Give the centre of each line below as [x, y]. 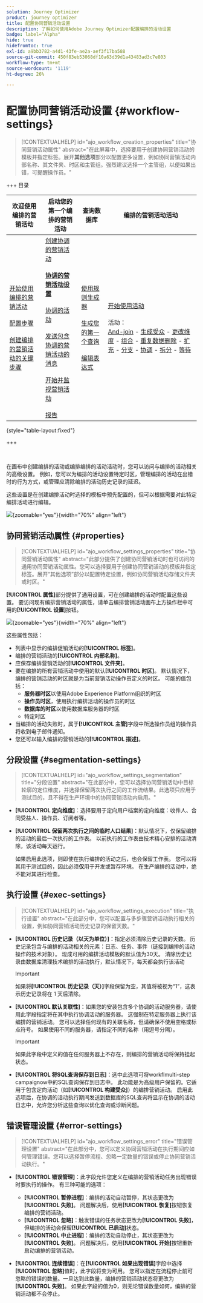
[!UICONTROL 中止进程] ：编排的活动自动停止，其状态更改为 [99, 1236]
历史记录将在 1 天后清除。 [52, 994]
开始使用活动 [126, 306]
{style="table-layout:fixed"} [41, 431]
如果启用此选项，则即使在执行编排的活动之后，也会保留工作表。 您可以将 [106, 858]
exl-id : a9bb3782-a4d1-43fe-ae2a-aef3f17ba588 [66, 52]
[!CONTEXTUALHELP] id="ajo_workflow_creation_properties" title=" [106, 142]
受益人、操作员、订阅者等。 [55, 818]
